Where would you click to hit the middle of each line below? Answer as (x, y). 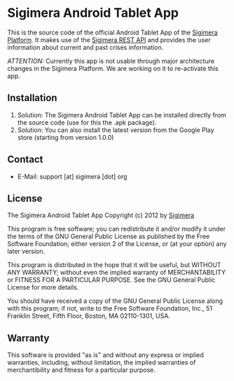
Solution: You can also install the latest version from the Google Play (116, 130)
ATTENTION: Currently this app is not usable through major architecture (111, 60)
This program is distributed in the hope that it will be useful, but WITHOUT (114, 265)
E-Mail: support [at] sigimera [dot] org (72, 176)
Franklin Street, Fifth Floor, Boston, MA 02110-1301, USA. (89, 316)
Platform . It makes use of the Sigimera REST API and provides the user (109, 39)
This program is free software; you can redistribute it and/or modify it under (117, 229)
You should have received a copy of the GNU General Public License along (115, 301)
